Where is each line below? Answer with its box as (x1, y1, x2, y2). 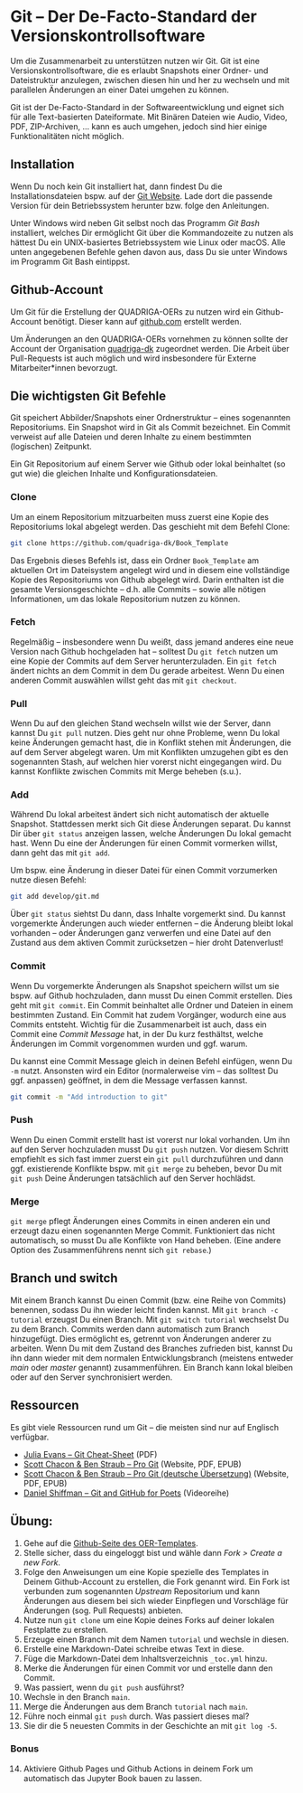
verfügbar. (10, 1431, 50, 1442)
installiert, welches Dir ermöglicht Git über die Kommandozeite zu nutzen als (10, 227, 294, 238)
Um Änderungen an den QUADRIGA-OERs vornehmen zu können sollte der (10, 333, 289, 344)
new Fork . (23, 1557, 61, 1568)
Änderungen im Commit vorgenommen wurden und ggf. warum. (10, 1038, 248, 1049)
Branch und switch (10, 1270, 118, 1286)
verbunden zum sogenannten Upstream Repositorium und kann (23, 1585, 261, 1597)
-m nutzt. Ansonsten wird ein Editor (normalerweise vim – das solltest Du (10, 1065, 279, 1076)
